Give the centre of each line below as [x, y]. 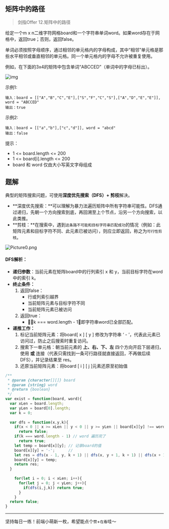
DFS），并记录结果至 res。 [47, 359]
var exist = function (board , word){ [44, 399]
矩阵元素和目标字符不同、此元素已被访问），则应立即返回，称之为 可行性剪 [87, 231]
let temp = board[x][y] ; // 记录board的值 [58, 445]
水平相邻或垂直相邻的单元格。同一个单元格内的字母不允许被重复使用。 [82, 56]
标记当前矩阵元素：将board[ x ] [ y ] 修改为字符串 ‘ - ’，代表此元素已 [90, 334]
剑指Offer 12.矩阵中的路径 [44, 22]
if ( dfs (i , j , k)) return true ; [54, 488]
